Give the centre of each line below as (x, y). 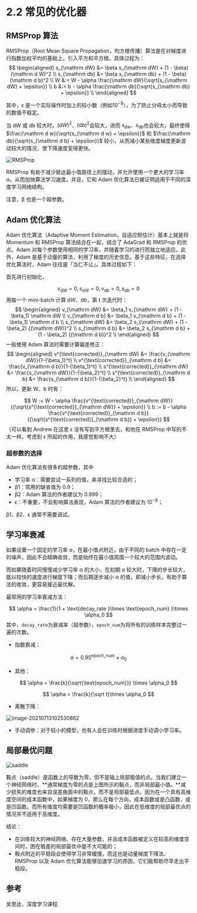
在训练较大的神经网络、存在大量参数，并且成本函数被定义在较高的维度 (99, 839)
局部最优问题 (29, 750)
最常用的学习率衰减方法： (37, 597)
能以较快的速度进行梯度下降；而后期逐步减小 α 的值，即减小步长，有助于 (94, 577)
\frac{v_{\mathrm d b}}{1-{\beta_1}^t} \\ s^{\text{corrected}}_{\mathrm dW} (98, 366)
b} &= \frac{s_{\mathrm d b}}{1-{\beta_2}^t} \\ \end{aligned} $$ (98, 379)
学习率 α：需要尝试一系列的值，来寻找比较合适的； (76, 480)
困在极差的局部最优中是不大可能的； (74, 846)
